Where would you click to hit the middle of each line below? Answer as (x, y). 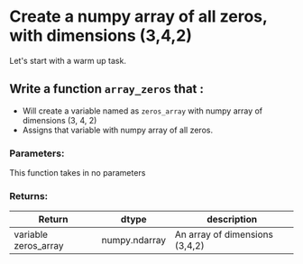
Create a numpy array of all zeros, (138, 17)
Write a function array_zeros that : (107, 89)
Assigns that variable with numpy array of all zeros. (118, 130)
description (232, 220)
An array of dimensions (224, 234)
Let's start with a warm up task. (68, 60)
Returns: (29, 196)
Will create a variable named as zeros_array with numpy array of (142, 111)
